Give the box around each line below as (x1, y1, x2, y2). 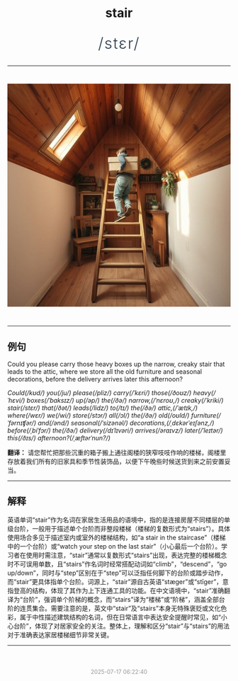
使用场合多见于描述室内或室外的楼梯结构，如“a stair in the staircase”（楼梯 (7, 533, 226, 542)
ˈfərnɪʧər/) (7, 419, 37, 427)
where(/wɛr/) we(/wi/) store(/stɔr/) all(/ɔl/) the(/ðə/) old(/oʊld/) (7, 411, 190, 419)
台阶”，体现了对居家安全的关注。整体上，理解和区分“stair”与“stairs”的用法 (13, 622, 230, 630)
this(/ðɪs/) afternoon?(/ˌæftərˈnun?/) (7, 434, 111, 442)
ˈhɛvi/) (7, 396, 25, 404)
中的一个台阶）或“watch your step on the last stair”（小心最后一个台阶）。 (7, 542, 222, 550)
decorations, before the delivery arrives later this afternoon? (7, 375, 183, 383)
